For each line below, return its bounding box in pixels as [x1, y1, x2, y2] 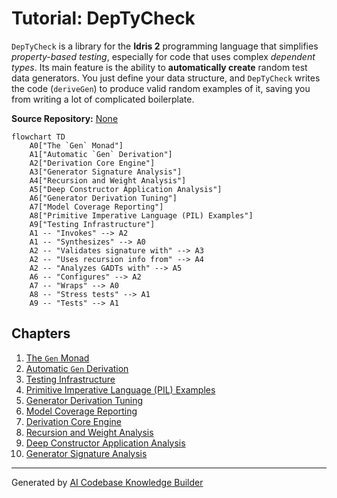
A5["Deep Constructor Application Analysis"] [29, 184, 223, 194]
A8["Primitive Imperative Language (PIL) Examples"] [29, 210, 254, 221]
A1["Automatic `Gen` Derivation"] [29, 149, 173, 159]
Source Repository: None [11, 112, 119, 124]
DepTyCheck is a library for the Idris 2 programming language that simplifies [11, 40, 319, 52]
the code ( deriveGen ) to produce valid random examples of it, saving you [11, 82, 311, 94]
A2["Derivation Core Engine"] [29, 158, 156, 168]
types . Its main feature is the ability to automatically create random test [11, 61, 308, 73]
